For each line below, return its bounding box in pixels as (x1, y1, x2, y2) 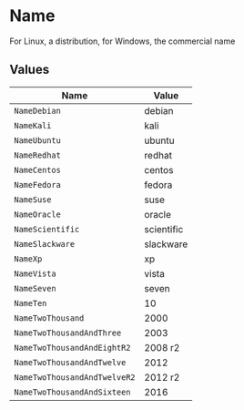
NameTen (14, 298, 47, 308)
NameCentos (14, 165, 61, 175)
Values (9, 62, 50, 77)
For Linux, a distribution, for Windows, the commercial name (9, 36, 236, 46)
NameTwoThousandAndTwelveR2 (14, 372, 136, 383)
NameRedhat (14, 149, 61, 160)
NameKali (14, 120, 52, 130)
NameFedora (14, 179, 61, 190)
